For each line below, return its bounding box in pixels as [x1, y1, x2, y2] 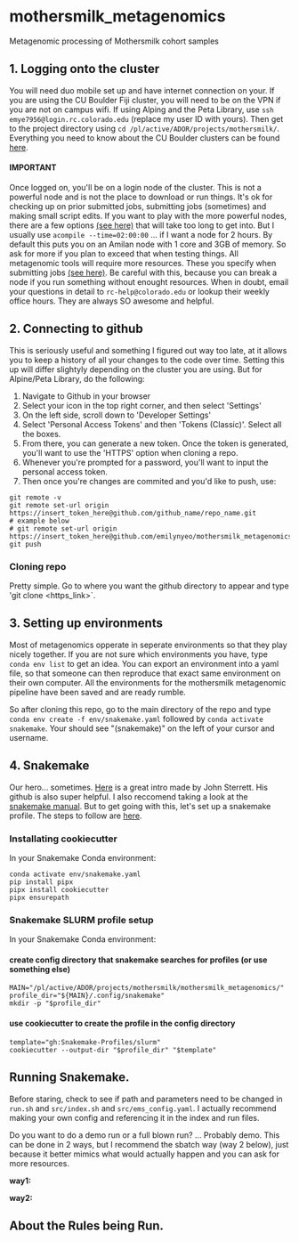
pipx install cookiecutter [9, 885, 109, 894]
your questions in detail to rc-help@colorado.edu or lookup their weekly [9, 286, 270, 296]
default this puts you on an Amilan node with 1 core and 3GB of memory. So [9, 239, 287, 249]
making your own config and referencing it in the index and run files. [9, 1112, 260, 1123]
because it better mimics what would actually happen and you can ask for [9, 1149, 280, 1159]
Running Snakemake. [9, 1070, 130, 1085]
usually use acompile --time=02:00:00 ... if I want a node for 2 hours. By [9, 229, 273, 239]
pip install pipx [9, 877, 74, 887]
